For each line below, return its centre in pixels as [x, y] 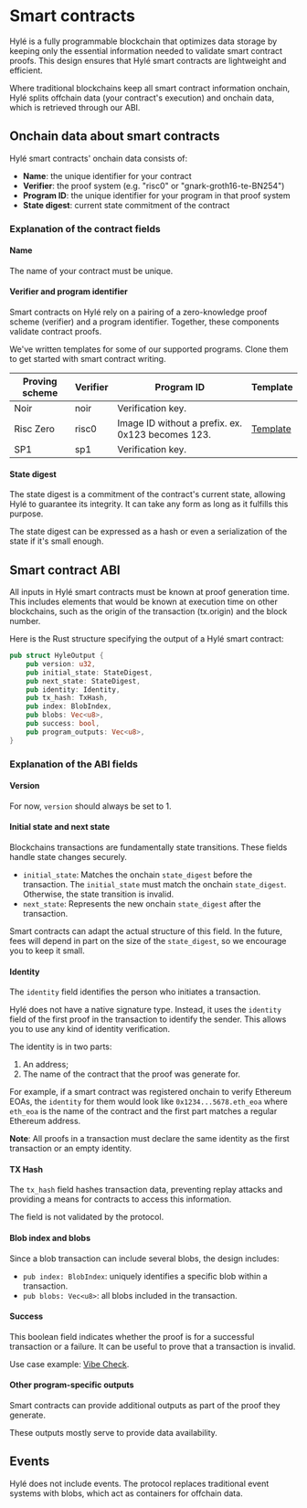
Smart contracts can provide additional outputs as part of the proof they [145, 1406]
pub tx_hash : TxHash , [67, 698]
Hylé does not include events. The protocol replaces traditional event [139, 1483]
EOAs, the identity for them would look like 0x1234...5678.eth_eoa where [148, 1101]
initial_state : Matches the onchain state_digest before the [138, 875]
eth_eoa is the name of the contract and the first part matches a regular [143, 1111]
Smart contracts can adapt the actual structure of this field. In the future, [146, 931]
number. [25, 621]
